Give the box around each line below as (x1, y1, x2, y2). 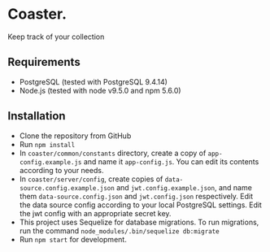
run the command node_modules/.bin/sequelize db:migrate (19, 225, 220, 236)
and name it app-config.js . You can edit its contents (83, 156, 259, 167)
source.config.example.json (19, 184, 115, 192)
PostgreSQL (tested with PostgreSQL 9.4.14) (19, 76, 168, 86)
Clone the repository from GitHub (19, 131, 132, 141)
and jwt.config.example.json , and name (115, 182, 253, 192)
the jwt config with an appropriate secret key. (19, 208, 172, 218)
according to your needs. (19, 165, 104, 175)
